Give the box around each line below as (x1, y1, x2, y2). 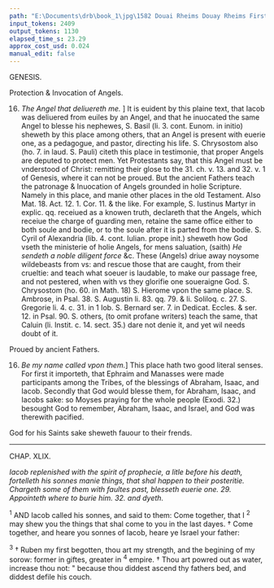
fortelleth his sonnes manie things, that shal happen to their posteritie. (9, 476, 245, 485)
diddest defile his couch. (9, 572, 92, 581)
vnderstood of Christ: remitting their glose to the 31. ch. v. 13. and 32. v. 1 (20, 165, 266, 173)
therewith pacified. (20, 412, 85, 422)
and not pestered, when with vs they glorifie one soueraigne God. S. (20, 277, 250, 286)
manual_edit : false (9, 50, 76, 58)
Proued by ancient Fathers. (9, 344, 100, 354)
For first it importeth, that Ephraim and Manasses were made (20, 369, 224, 379)
